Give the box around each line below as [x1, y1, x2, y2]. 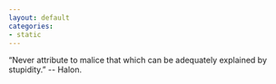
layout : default [8, 13, 70, 23]
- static [8, 30, 42, 39]
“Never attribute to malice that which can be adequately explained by [8, 55, 268, 66]
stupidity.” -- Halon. [8, 64, 83, 75]
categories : [8, 22, 54, 31]
